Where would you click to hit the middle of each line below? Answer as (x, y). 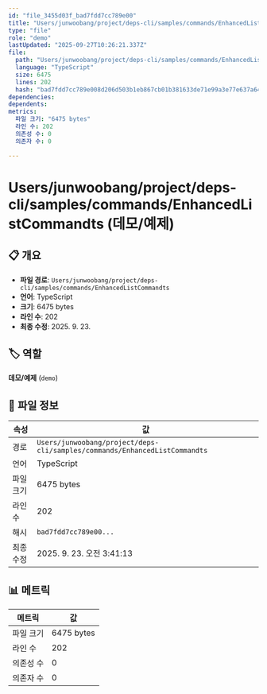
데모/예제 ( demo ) (33, 378)
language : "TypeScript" (54, 68)
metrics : (23, 112)
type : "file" (30, 30)
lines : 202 (33, 82)
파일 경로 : (35, 280)
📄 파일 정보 (34, 405)
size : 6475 (33, 75)
